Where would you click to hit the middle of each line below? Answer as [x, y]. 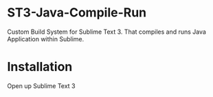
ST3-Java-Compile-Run [77, 13]
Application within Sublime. [46, 39]
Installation [40, 67]
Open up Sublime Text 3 [41, 86]
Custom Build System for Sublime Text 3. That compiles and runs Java [106, 32]
